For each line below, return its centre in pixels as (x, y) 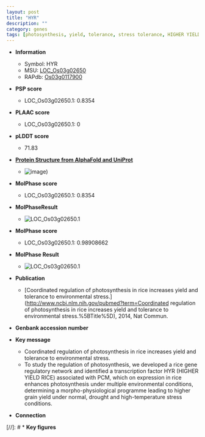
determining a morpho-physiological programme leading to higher (107, 391)
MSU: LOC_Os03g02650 (55, 70)
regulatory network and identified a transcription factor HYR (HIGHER (111, 371)
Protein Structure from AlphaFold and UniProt (74, 160)
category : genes (27, 29)
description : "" (27, 23)
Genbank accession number (52, 328)
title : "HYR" (23, 18)
